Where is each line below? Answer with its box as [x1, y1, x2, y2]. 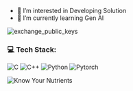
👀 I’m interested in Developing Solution [16, 7, 127, 14]
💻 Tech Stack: [7, 45, 57, 54]
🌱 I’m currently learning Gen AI [16, 14, 104, 22]
